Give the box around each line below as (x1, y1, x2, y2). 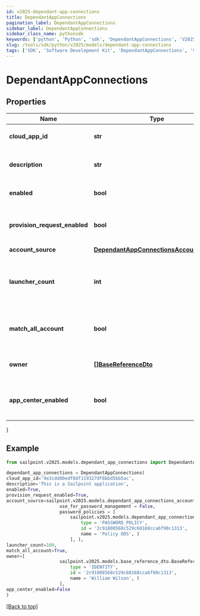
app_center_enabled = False (6, 586, 70, 592)
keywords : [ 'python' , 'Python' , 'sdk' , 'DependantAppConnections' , (6, 36, 177, 42)
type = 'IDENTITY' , (70, 564, 118, 570)
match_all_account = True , (6, 547, 68, 553)
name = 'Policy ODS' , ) (80, 531, 140, 537)
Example (6, 444, 39, 454)
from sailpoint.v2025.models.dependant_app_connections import (6, 459, 167, 465)
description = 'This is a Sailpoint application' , (6, 481, 129, 487)
